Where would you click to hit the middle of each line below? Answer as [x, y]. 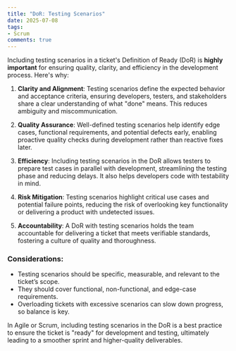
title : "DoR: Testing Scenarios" [56, 14]
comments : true [30, 40]
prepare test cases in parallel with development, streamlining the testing [122, 168]
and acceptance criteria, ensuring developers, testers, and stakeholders [122, 97]
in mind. [29, 183]
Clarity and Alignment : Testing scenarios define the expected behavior [121, 89]
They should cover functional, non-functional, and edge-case [107, 289]
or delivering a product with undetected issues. [86, 212]
